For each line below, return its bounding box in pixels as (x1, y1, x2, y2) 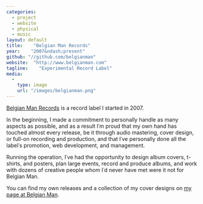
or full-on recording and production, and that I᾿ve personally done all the (6, 135, 187, 142)
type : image (17, 82, 47, 88)
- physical (12, 25, 39, 32)
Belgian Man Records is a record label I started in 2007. (6, 104, 144, 111)
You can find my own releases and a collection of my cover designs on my (6, 184, 192, 191)
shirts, (6, 160, 22, 167)
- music (12, 31, 32, 38)
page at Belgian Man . (6, 191, 59, 198)
